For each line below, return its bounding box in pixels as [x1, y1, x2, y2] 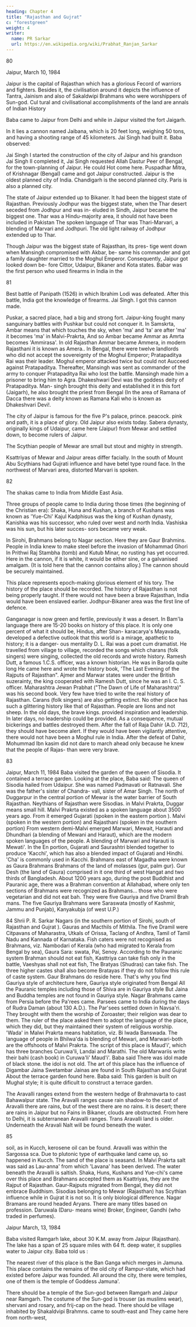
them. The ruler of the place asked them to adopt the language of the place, [6, 1016, 188, 1024]
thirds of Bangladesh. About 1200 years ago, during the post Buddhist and [6, 874, 184, 882]
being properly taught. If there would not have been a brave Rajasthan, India [6, 591, 189, 598]
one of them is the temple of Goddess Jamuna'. [6, 1278, 121, 1285]
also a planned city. [6, 182, 53, 189]
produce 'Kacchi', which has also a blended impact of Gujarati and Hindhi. [6, 850, 184, 857]
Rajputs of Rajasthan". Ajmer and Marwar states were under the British [6, 671, 176, 678]
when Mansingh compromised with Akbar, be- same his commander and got [6, 248, 190, 255]
